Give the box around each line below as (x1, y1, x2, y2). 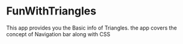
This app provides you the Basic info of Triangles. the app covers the (6, 24, 178, 31)
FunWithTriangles (6, 4, 96, 18)
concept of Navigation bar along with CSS (6, 30, 110, 37)
